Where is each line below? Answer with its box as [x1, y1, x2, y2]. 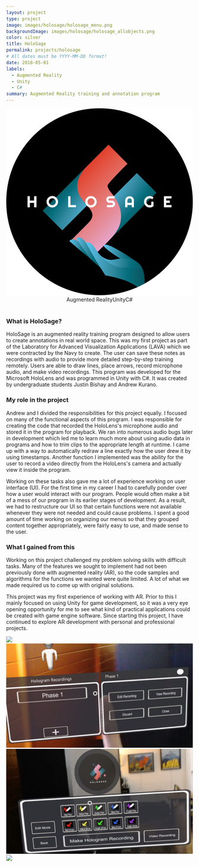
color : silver [6, 34, 41, 41]
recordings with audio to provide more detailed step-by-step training [6, 356, 174, 363]
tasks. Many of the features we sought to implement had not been [6, 563, 167, 570]
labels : [6, 66, 25, 72]
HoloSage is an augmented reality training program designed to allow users [6, 331, 191, 338]
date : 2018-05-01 [6, 59, 49, 65]
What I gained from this [6, 543, 75, 551]
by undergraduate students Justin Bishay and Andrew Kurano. [6, 381, 158, 388]
